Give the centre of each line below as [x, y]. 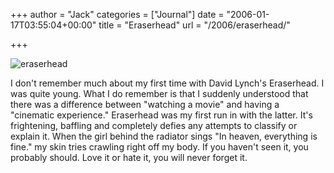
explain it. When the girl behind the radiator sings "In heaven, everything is [164, 136]
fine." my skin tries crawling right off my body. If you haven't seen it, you [159, 147]
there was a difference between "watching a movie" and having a [145, 104]
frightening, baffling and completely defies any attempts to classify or [154, 125]
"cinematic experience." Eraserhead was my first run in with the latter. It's [161, 115]
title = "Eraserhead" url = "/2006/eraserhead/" [194, 25]
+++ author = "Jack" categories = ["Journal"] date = [117, 14]
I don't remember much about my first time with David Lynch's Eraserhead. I [167, 83]
